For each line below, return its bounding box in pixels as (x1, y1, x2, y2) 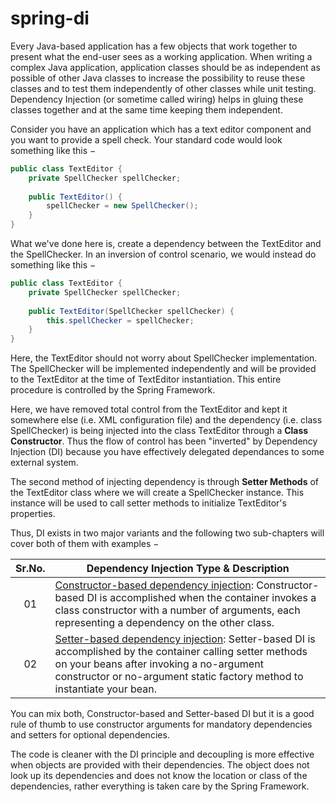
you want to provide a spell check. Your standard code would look (10, 133, 283, 146)
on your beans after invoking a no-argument (54, 657, 264, 671)
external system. (10, 457, 79, 469)
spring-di (10, 7, 90, 30)
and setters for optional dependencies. (10, 729, 170, 741)
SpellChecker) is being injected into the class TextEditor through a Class (10, 425, 309, 437)
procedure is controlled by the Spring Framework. (10, 384, 216, 396)
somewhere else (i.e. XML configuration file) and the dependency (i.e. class (10, 414, 323, 426)
